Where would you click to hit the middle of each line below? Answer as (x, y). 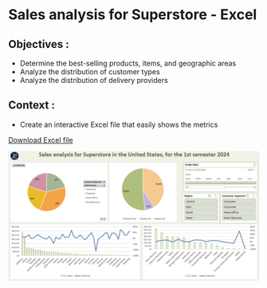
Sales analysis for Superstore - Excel (133, 15)
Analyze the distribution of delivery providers (94, 80)
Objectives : (39, 44)
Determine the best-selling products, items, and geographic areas (128, 63)
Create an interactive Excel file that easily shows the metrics (119, 124)
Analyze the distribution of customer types (90, 72)
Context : (32, 105)
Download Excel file (41, 140)
